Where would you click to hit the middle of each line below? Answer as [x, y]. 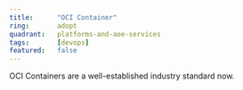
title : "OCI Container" [63, 17]
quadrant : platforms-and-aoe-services [85, 34]
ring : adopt [43, 26]
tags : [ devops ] [49, 42]
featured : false [43, 51]
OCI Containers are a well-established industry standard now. [122, 76]
